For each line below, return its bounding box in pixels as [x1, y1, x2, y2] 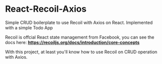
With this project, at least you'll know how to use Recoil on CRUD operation [5, 49, 158, 55]
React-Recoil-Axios [5, 3, 87, 15]
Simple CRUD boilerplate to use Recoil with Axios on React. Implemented [5, 20, 153, 25]
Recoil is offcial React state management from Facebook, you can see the [5, 34, 155, 40]
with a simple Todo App [5, 24, 53, 30]
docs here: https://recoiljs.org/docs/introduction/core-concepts [5, 39, 140, 45]
